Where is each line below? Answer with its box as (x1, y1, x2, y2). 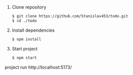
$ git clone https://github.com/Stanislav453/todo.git (11, 14, 129, 19)
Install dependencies (11, 27, 55, 33)
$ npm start (11, 55, 37, 60)
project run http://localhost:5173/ (4, 64, 72, 70)
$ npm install (11, 37, 41, 41)
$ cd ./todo (11, 18, 37, 23)
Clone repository (11, 4, 47, 10)
